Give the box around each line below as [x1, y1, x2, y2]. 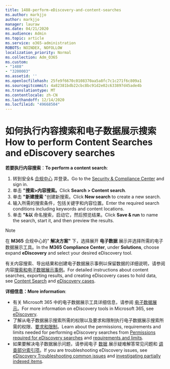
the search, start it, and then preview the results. [12, 218, 114, 224]
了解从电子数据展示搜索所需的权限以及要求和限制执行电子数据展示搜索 [12, 317, 160, 323]
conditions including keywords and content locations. [12, 206, 124, 212]
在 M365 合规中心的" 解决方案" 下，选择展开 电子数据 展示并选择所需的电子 [5, 238, 163, 244]
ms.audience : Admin [5, 31, 47, 36]
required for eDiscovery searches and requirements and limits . [12, 335, 144, 341]
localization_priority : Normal [5, 50, 72, 55]
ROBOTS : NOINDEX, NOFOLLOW [5, 45, 62, 50]
